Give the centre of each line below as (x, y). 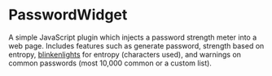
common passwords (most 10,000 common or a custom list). (110, 63)
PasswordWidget (68, 15)
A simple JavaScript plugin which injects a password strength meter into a (133, 37)
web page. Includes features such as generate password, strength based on (136, 45)
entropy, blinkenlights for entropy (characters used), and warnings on (125, 54)
